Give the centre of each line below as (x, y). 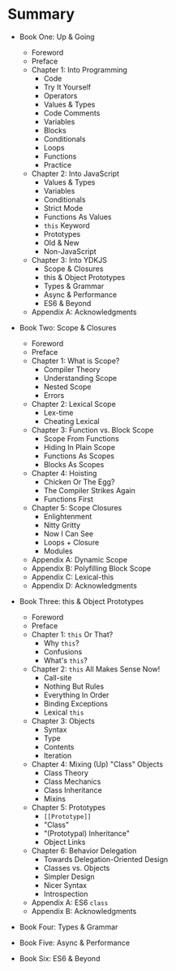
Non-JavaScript (70, 251)
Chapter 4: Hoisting (64, 473)
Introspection (66, 894)
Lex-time (58, 413)
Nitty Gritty (62, 525)
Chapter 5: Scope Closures (77, 507)
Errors (54, 395)
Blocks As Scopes (74, 464)
